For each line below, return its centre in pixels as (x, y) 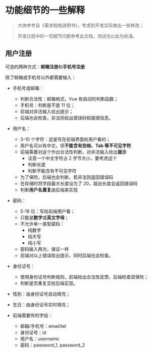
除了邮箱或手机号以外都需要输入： (41, 77)
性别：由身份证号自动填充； (41, 294)
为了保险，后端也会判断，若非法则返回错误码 (67, 177)
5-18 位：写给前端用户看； (47, 211)
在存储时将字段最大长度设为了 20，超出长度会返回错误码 (79, 183)
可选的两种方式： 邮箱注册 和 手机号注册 (45, 67)
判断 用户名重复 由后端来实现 (49, 189)
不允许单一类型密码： (42, 224)
